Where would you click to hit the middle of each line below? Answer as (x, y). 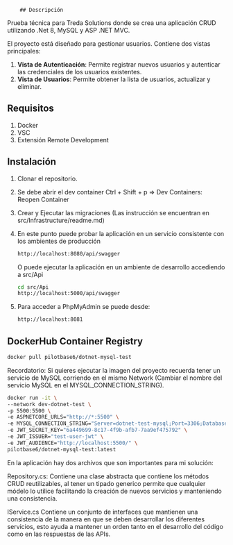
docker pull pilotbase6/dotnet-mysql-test (69, 357)
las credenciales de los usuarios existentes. (79, 72)
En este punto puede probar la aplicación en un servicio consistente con (121, 233)
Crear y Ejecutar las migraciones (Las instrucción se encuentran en (113, 212)
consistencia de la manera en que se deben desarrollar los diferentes (106, 519)
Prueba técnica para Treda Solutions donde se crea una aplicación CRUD (112, 23)
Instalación (32, 162)
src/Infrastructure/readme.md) (61, 220)
